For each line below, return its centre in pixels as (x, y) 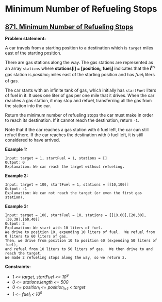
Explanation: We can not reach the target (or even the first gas (73, 193)
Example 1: (16, 149)
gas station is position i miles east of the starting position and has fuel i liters (80, 75)
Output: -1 (16, 189)
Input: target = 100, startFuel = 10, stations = (56, 215)
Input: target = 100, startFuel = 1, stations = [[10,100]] (67, 185)
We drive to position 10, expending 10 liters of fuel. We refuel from (80, 232)
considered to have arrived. (32, 140)
